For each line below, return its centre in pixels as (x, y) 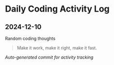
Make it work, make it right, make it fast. (57, 48)
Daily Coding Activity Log (57, 9)
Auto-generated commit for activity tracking (49, 57)
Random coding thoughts (30, 38)
